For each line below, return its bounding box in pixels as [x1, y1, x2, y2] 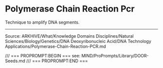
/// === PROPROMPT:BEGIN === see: [5, 53, 81, 58]
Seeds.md [5, 58, 26, 64]
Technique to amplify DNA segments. [5, 19, 80, 25]
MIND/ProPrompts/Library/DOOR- [81, 53, 149, 58]
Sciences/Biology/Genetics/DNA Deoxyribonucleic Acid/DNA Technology [5, 38, 151, 44]
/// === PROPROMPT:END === [26, 58, 88, 64]
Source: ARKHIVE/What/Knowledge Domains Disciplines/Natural [5, 33, 134, 39]
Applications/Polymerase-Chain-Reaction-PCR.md [5, 43, 106, 49]
